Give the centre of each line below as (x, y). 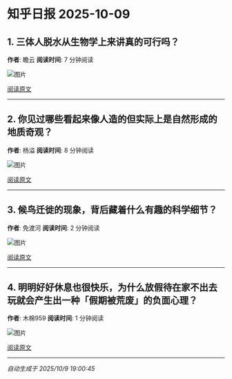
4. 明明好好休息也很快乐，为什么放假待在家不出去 (112, 288)
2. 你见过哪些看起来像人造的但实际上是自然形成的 (112, 119)
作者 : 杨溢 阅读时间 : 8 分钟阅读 (51, 150)
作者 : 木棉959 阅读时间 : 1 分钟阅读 (56, 318)
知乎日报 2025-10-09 (69, 14)
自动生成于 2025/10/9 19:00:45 (51, 369)
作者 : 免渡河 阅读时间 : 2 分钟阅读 (54, 228)
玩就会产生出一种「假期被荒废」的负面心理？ (103, 301)
